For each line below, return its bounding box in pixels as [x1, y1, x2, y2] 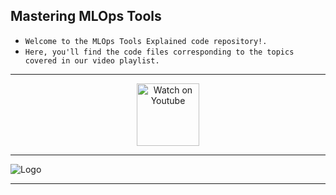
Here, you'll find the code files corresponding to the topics [24, 47, 295, 57]
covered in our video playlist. [24, 55, 160, 66]
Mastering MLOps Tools [10, 8, 162, 25]
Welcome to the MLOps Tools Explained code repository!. [24, 36, 268, 46]
